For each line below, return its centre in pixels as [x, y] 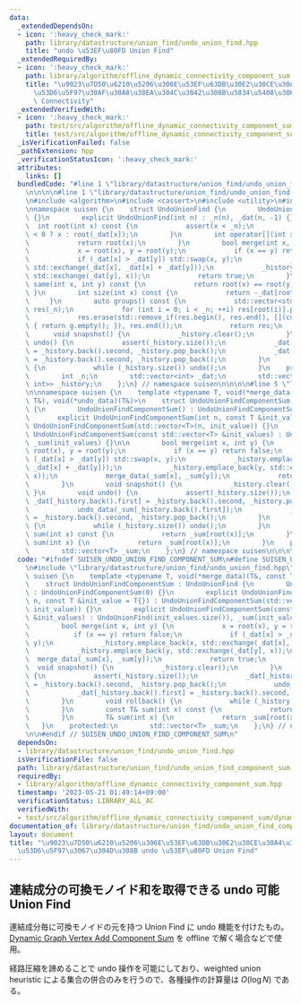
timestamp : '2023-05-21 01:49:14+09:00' [94, 793]
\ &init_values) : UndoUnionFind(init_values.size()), [130, 618]
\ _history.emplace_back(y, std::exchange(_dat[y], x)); [156, 651]
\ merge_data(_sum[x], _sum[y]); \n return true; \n [146, 660]
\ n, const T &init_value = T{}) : [92, 602]
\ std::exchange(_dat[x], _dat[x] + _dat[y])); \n [120, 268]
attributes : [40, 168]
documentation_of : [43, 826]
